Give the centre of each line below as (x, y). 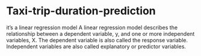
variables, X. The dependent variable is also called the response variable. (97, 40)
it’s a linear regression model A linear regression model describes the (92, 27)
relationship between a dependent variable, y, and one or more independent (100, 33)
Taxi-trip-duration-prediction (81, 11)
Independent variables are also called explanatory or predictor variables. (96, 46)
